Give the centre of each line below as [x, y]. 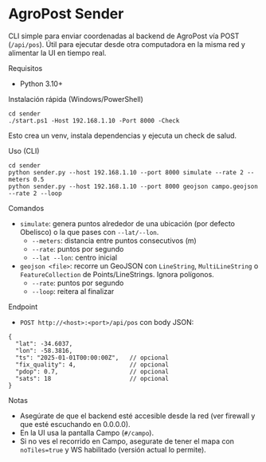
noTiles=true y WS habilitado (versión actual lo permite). [113, 449]
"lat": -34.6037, [44, 343]
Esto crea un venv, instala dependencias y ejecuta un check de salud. [123, 135]
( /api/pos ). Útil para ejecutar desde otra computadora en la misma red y [127, 44]
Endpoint [23, 307]
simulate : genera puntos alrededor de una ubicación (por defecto [127, 223]
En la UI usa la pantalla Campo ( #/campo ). [86, 433]
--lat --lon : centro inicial [74, 257]
